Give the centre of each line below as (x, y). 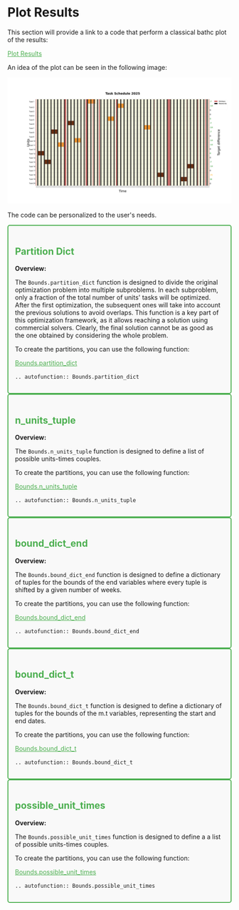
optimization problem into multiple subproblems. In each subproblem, (117, 290)
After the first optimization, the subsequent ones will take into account (118, 305)
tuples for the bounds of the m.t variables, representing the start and (116, 713)
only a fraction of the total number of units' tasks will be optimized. (113, 297)
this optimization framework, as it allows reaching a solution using (112, 320)
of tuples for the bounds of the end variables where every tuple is (111, 582)
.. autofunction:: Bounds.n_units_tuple (76, 501)
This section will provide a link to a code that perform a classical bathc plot (117, 32)
